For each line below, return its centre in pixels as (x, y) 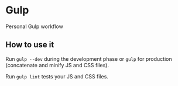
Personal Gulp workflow (35, 26)
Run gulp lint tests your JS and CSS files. (57, 76)
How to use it (30, 45)
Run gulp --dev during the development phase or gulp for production (89, 59)
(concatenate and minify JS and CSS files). (57, 65)
